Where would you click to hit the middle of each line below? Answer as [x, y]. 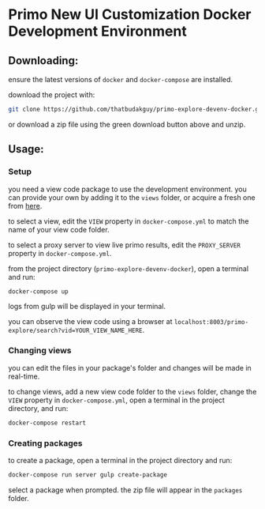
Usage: [26, 149]
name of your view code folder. [59, 229]
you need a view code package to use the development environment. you [127, 189]
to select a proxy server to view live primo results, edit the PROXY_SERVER [124, 245]
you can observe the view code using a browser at [90, 322]
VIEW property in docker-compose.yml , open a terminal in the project [116, 400]
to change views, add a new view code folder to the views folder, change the [132, 391]
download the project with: [52, 95]
